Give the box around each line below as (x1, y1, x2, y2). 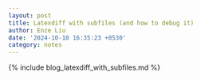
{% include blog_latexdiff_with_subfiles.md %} (8, 63, 161, 72)
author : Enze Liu (8, 26, 66, 34)
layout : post (8, 11, 52, 20)
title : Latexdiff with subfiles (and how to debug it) (8, 19, 195, 27)
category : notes (8, 41, 62, 49)
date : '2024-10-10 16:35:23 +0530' (8, 33, 127, 42)
